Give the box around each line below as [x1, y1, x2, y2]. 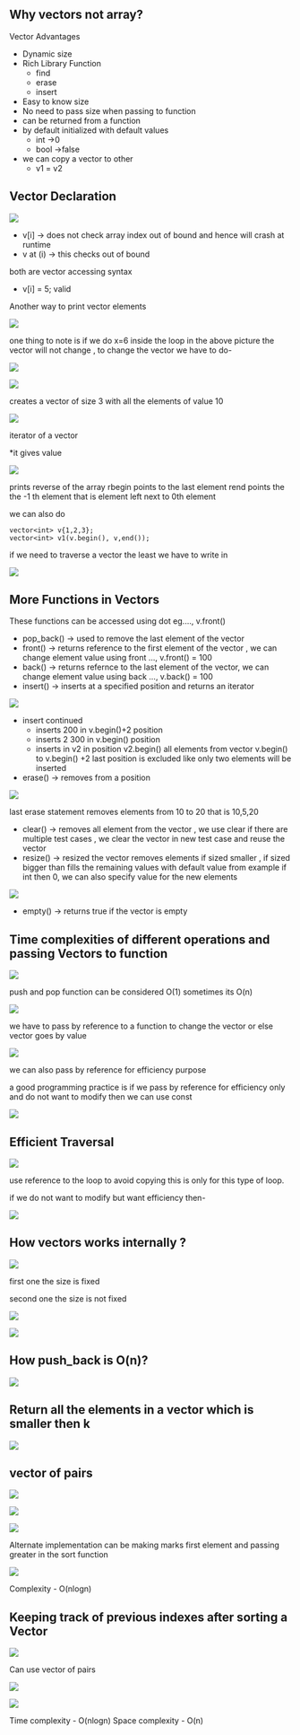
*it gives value [9, 447, 63, 458]
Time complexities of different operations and [9, 932, 270, 947]
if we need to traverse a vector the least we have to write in [9, 549, 228, 560]
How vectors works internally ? [9, 1235, 186, 1250]
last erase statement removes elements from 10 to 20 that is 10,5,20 [9, 807, 260, 818]
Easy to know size [21, 96, 90, 107]
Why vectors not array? [9, 7, 143, 22]
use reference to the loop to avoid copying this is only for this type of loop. [9, 1175, 285, 1186]
